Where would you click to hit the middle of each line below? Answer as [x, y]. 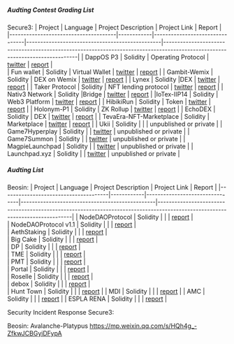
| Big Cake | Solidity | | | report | [53, 239]
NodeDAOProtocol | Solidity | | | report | [136, 217]
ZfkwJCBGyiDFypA [35, 333]
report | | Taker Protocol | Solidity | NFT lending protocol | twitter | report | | [115, 87]
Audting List [25, 170]
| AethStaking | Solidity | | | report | [57, 231]
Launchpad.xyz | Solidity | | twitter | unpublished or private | [94, 153]
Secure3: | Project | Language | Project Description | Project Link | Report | [115, 27]
